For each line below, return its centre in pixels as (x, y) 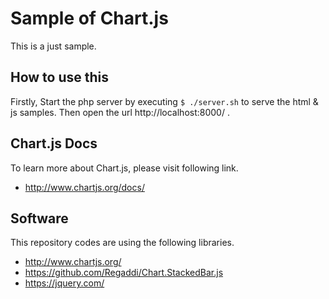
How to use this (60, 77)
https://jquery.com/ (64, 283)
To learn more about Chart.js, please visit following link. (124, 168)
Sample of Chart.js (89, 18)
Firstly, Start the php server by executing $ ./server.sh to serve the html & (164, 101)
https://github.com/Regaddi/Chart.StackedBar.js (124, 273)
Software (39, 218)
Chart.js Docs (54, 143)
